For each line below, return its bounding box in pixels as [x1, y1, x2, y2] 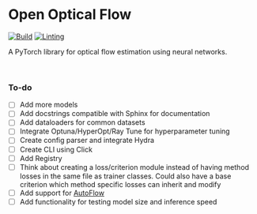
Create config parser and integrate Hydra [19, 136, 155, 145]
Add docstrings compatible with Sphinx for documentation [19, 109, 210, 118]
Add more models [19, 100, 78, 110]
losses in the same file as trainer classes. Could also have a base [19, 171, 232, 181]
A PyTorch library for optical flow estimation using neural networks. [8, 47, 228, 56]
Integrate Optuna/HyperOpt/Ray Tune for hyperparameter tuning [19, 126, 231, 136]
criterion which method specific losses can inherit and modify [19, 179, 221, 189]
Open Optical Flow [8, 6, 132, 24]
